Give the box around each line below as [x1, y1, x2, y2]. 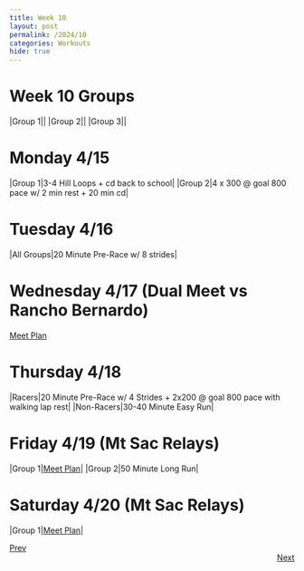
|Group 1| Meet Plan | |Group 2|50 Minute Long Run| [9, 463, 199, 474]
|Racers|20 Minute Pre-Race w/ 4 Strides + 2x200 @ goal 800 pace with [9, 392, 280, 402]
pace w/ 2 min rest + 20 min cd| [9, 188, 129, 198]
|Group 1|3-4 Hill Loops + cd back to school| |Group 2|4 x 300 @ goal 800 [9, 178, 287, 189]
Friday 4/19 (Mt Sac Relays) [9, 433, 220, 453]
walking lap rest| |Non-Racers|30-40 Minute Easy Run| [9, 401, 214, 412]
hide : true [9, 47, 51, 56]
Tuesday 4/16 [9, 219, 114, 240]
